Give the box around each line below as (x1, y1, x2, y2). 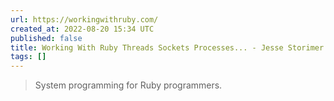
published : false (10, 33, 83, 43)
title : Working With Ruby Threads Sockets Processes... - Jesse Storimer (10, 42, 325, 53)
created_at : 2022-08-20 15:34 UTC (10, 24, 155, 34)
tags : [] (10, 52, 47, 62)
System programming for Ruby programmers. (34, 79, 223, 91)
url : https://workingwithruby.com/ (10, 14, 159, 25)
